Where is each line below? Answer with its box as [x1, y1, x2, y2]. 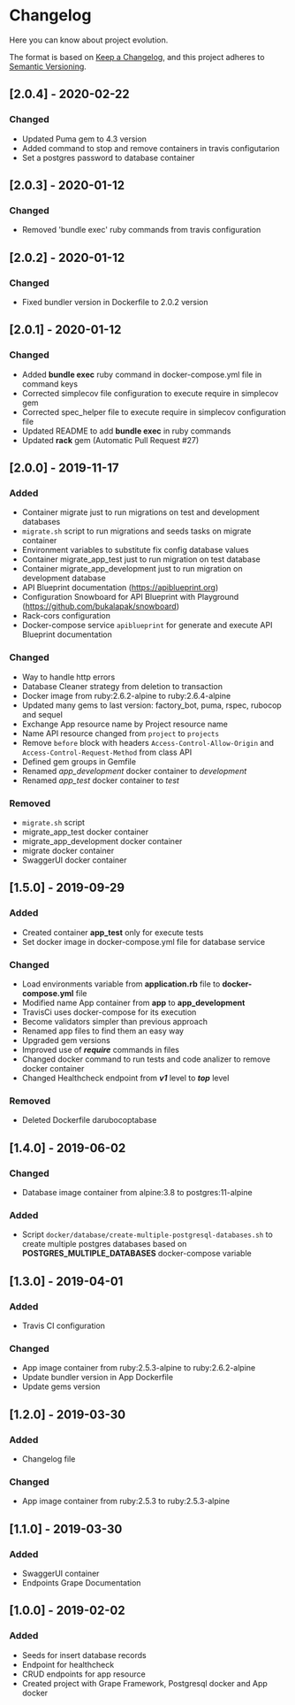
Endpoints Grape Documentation [21, 1577, 141, 1588]
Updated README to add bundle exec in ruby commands [21, 426, 231, 436]
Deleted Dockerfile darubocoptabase [21, 1115, 157, 1125]
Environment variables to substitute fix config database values [21, 545, 249, 556]
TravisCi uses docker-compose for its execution [21, 1006, 197, 1018]
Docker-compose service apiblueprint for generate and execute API [21, 620, 273, 631]
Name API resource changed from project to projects [21, 727, 219, 739]
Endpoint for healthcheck [21, 1659, 115, 1670]
